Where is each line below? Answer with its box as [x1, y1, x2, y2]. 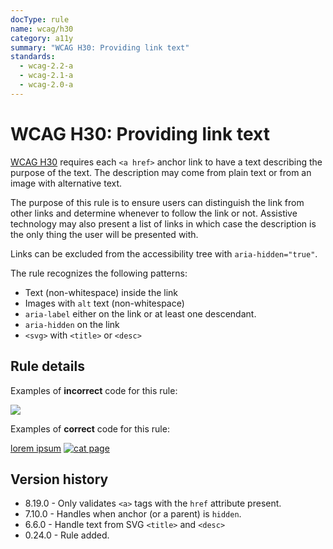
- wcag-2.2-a [19, 61, 74, 71]
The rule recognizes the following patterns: [10, 267, 188, 279]
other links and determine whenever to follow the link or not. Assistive [10, 207, 298, 219]
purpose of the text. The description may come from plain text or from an [10, 166, 312, 178]
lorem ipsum [10, 442, 62, 454]
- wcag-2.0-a [19, 80, 74, 90]
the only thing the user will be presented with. [10, 228, 199, 240]
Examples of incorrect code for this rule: [10, 384, 178, 396]
